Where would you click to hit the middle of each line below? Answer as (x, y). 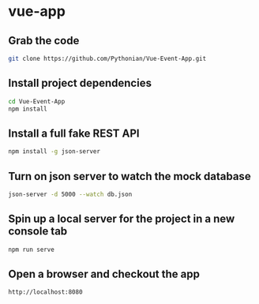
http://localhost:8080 (45, 292)
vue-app (37, 11)
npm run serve (32, 250)
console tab (38, 231)
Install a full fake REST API (74, 133)
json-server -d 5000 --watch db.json (70, 194)
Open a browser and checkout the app (104, 274)
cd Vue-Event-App (37, 101)
